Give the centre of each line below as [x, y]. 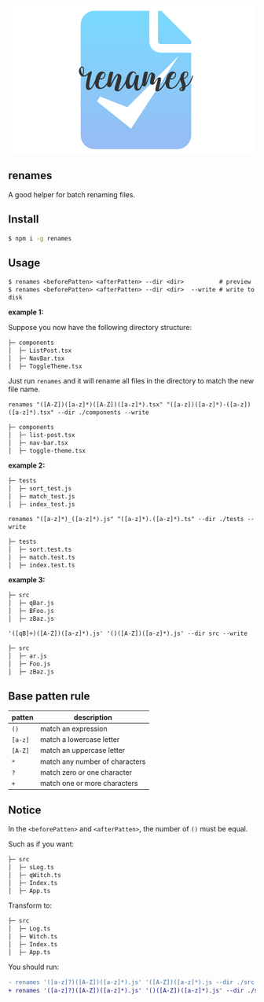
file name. [24, 389]
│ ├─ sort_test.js [40, 489]
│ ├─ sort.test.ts [40, 550]
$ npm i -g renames [40, 238]
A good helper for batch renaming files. [72, 194]
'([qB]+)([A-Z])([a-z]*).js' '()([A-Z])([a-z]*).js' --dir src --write [128, 634]
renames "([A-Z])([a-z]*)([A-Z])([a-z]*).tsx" [86, 405]
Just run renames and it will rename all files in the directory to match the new [131, 381]
